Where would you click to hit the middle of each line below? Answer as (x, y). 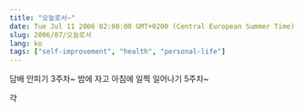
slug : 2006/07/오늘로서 (50, 35)
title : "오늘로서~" (42, 18)
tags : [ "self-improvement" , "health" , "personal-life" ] (117, 52)
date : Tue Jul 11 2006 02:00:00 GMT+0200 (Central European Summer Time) (152, 26)
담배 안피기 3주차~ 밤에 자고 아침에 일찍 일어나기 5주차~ (109, 79)
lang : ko (26, 43)
